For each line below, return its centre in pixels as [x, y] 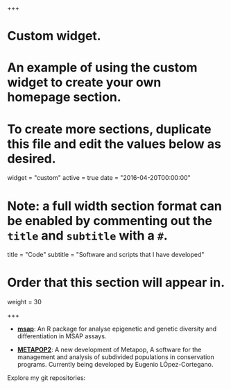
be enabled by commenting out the [110, 221]
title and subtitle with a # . [87, 235]
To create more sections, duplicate [109, 129]
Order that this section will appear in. [116, 283]
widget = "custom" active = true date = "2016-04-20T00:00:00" [99, 178]
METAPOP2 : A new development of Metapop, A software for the [109, 350]
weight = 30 [24, 302]
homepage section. [64, 97]
